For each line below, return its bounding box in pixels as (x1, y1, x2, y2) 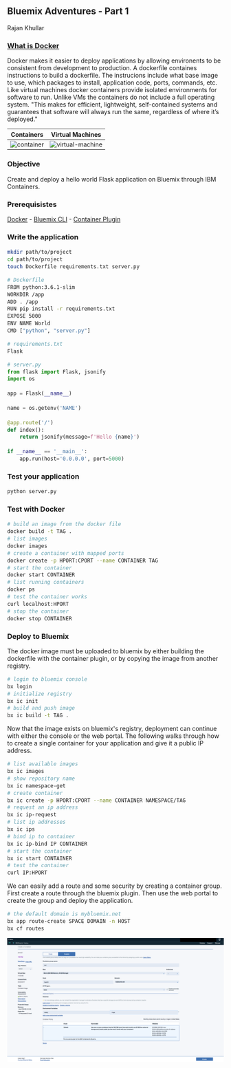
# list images (7, 536, 48, 543)
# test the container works (7, 593, 88, 600)
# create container (7, 789, 63, 796)
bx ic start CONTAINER (7, 855, 72, 862)
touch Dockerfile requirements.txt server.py (7, 263, 140, 270)
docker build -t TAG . (7, 528, 72, 535)
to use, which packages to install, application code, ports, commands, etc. (7, 78, 218, 87)
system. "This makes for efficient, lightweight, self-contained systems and (7, 100, 218, 109)
